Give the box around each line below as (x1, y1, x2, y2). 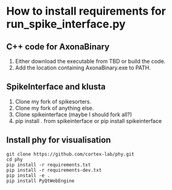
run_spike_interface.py (6, 17, 126, 31)
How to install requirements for (6, 4, 166, 18)
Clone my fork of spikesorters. (15, 97, 92, 105)
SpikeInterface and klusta (6, 82, 106, 92)
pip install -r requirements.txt (6, 161, 91, 168)
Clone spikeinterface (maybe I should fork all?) (15, 111, 132, 118)
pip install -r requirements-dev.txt (6, 167, 102, 173)
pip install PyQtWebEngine (6, 178, 75, 184)
